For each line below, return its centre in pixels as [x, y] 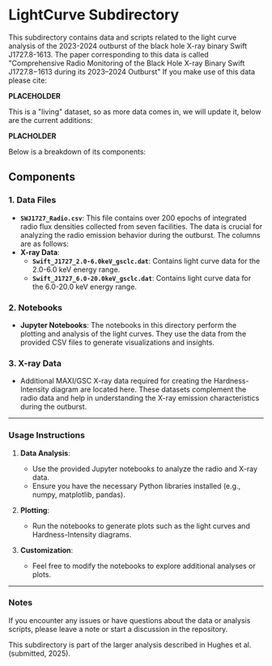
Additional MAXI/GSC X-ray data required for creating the [116, 381]
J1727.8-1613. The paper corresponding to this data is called [108, 54]
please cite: [28, 80]
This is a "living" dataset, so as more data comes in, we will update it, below [135, 112]
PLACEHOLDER [34, 95]
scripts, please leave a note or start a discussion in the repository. [118, 629]
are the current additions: [51, 120]
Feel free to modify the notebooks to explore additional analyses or [144, 566]
